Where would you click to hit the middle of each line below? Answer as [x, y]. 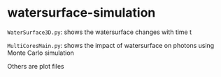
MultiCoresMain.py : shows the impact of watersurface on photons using [111, 45]
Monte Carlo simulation [41, 53]
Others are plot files [36, 66]
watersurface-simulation [81, 13]
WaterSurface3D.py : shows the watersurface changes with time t [100, 32]
